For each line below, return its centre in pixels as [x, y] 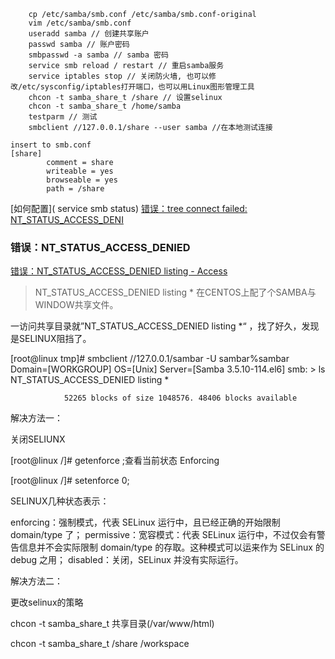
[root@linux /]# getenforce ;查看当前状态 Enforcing [115, 461]
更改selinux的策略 [47, 602]
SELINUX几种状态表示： [60, 501]
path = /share [75, 189]
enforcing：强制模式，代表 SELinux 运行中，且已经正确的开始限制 [145, 522]
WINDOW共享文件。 [76, 305]
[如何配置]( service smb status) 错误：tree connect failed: [129, 208]
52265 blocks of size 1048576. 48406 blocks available [180, 398]
